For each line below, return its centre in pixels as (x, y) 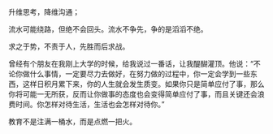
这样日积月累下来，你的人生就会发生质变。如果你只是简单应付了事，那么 (143, 84)
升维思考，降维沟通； (44, 12)
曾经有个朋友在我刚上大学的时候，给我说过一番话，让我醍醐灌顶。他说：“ (131, 64)
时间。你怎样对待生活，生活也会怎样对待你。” (90, 104)
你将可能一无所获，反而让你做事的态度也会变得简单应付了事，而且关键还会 (133, 94)
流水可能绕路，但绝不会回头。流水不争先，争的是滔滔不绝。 (108, 29)
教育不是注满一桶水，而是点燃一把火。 (72, 121)
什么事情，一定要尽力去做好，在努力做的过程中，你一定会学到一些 (140, 74)
